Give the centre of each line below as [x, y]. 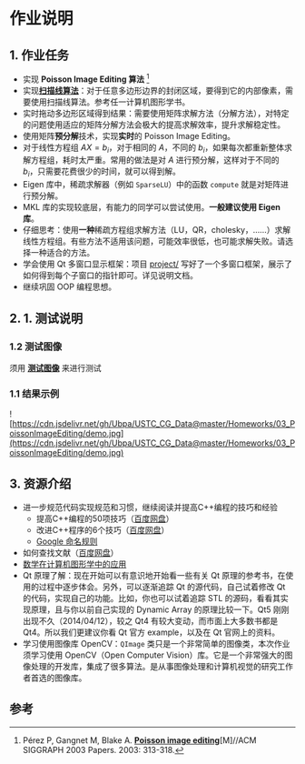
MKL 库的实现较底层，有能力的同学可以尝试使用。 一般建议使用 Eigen [152, 207]
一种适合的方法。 [63, 253]
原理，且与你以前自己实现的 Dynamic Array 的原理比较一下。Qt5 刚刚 [160, 609]
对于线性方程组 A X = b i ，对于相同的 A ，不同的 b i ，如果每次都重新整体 [153, 148]
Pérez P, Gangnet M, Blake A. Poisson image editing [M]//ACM [139, 740]
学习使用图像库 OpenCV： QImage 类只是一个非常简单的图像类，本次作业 [156, 644]
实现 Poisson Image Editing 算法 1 [86, 78]
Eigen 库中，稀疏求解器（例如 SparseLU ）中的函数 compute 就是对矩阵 [152, 185]
